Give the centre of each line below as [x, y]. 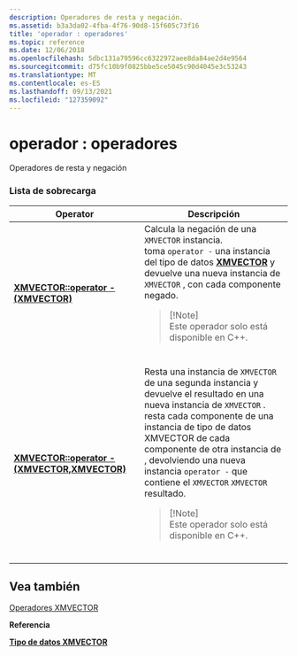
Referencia [30, 625]
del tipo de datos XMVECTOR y [210, 262]
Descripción [214, 213]
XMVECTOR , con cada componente [213, 284]
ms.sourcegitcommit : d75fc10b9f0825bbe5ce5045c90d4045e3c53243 [128, 67]
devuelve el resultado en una [204, 393]
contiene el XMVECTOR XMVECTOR [206, 482]
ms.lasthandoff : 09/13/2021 [61, 91]
